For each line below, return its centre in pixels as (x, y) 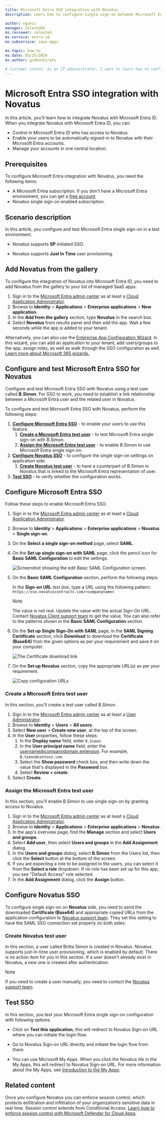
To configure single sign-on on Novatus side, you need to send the (73, 907)
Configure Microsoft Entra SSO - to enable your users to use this (79, 424)
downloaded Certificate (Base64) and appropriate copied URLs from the (80, 912)
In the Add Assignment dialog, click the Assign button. (68, 879)
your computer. (28, 647)
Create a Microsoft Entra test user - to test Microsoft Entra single (87, 434)
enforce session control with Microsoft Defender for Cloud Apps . (71, 1113)
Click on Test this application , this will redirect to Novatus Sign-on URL (85, 1029)
